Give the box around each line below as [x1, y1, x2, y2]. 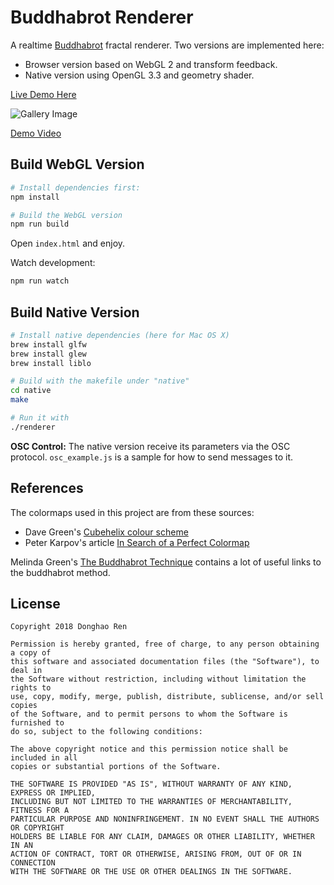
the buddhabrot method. [10, 566, 111, 578]
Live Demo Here [10, 88, 77, 100]
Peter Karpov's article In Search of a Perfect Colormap [24, 536, 250, 548]
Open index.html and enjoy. [10, 237, 126, 250]
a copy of [10, 648, 52, 658]
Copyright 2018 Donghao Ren [10, 622, 128, 632]
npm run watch [10, 276, 70, 286]
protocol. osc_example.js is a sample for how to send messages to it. [10, 451, 294, 463]
